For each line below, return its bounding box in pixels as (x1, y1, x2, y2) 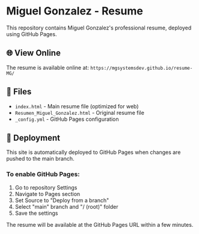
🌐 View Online (6, 48, 61, 58)
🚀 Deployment (6, 132, 60, 143)
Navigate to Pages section (14, 190, 81, 197)
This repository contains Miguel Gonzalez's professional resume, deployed (6, 24, 192, 31)
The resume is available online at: (6, 64, 89, 71)
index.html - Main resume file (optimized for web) (14, 102, 139, 109)
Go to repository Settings (14, 183, 78, 191)
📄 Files (6, 87, 32, 97)
